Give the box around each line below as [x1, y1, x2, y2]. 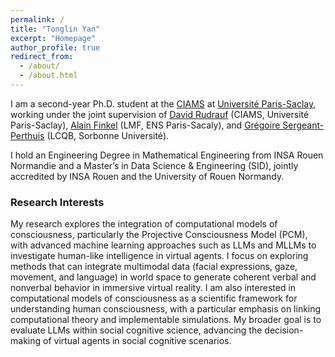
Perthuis [10, 129, 45, 141]
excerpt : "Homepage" [10, 33, 97, 43]
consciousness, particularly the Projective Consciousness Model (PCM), [10, 229, 308, 241]
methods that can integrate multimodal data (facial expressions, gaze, [10, 261, 298, 273]
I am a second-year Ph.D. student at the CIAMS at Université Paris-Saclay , [10, 97, 317, 110]
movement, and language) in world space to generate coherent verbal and [10, 271, 317, 283]
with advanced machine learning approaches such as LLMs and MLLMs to [10, 239, 317, 251]
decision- [264, 324, 304, 336]
